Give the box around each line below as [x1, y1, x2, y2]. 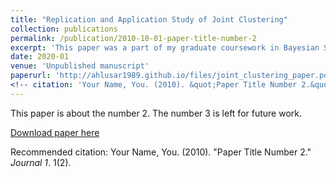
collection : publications [10, 24, 118, 34]
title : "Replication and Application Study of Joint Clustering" [10, 14, 288, 25]
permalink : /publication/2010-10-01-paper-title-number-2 [10, 33, 257, 43]
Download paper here [10, 126, 100, 138]
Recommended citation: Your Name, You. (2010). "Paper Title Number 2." [10, 146, 312, 158]
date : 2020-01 [10, 52, 70, 62]
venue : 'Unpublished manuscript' [10, 61, 150, 71]
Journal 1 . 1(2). [10, 156, 72, 168]
